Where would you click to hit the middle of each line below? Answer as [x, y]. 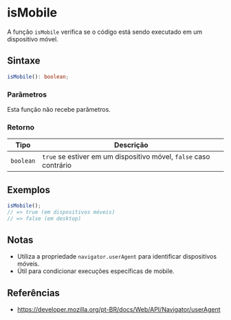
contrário [57, 166]
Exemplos [29, 190]
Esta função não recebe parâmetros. [59, 109]
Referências [34, 293]
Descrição [132, 145]
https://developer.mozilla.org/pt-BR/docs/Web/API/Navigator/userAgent [119, 310]
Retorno [21, 127]
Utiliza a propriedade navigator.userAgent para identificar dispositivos [117, 257]
